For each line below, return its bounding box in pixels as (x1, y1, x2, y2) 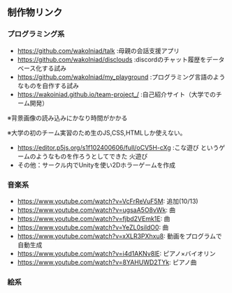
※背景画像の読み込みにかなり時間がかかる (7, 114, 128, 122)
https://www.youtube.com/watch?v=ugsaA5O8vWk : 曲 (17, 205, 176, 214)
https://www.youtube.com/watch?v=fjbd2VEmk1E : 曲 (17, 214, 171, 223)
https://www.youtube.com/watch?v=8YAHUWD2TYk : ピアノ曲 (17, 257, 197, 266)
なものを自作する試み (17, 81, 79, 89)
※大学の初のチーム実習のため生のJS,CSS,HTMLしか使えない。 (7, 128, 187, 137)
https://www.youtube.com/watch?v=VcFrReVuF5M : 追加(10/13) (17, 197, 198, 205)
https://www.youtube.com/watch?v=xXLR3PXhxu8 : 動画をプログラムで (17, 232, 222, 240)
